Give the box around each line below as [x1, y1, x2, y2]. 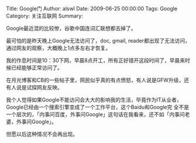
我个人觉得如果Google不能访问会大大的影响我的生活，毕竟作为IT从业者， [6, 96, 183, 103]
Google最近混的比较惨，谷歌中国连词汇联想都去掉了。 [6, 25, 136, 32]
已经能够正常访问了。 [11, 64, 63, 71]
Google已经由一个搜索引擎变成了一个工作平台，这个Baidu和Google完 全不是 [6, 104, 189, 110]
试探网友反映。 [26, 84, 63, 90]
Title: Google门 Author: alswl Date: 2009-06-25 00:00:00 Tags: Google [6, 5, 178, 12]
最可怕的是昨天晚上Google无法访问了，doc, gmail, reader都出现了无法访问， [6, 37, 190, 44]
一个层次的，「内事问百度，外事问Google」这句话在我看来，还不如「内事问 [6, 111, 185, 118]
